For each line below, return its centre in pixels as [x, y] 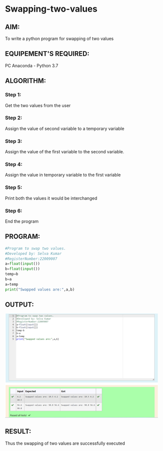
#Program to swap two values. [36, 248]
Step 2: [14, 118]
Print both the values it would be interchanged [51, 198]
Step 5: [14, 187]
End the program [22, 221]
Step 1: [13, 95]
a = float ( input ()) [23, 264]
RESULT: [18, 432]
